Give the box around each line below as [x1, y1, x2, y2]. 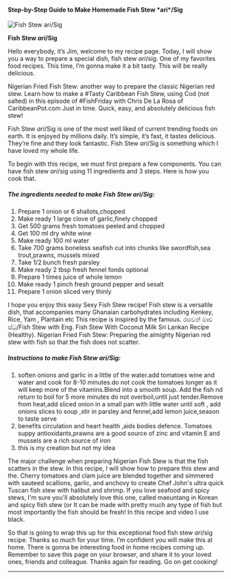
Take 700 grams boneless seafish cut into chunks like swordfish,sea [17, 244, 211, 252]
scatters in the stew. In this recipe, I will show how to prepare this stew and [8, 465, 219, 473]
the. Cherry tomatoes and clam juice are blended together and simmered [8, 471, 214, 480]
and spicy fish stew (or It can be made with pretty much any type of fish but [8, 501, 222, 509]
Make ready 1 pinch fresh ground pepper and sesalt [17, 280, 164, 288]
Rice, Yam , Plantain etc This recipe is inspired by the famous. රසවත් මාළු [8, 315, 213, 323]
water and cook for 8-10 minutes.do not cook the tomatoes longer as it [17, 378, 218, 386]
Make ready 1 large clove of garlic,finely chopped [17, 214, 158, 223]
